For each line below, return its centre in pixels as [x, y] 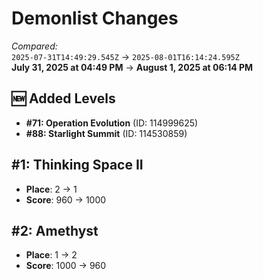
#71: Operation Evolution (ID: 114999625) [112, 123]
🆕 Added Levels [63, 98]
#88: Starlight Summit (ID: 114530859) [106, 133]
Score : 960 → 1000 [66, 199]
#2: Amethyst [55, 230]
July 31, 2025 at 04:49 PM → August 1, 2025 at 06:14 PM [132, 67]
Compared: [34, 46]
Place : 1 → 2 [51, 255]
